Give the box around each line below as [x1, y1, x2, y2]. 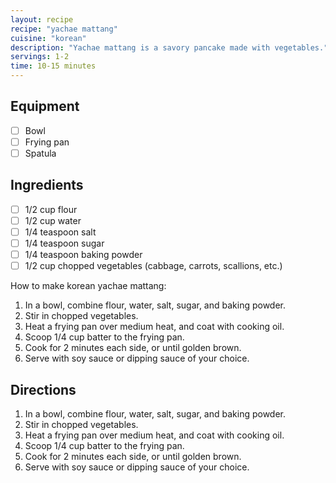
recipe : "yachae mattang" [10, 24, 118, 34]
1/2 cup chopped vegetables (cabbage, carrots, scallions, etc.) [24, 260, 283, 272]
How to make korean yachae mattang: [10, 280, 167, 292]
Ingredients [10, 177, 84, 194]
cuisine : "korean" [10, 33, 87, 43]
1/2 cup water [24, 214, 82, 226]
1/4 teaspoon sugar [24, 237, 105, 249]
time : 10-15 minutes [10, 61, 97, 71]
